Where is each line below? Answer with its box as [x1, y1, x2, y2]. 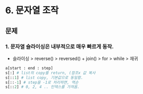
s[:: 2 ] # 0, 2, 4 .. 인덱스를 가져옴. [5, 84, 80, 89]
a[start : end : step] [5, 66, 53, 71]
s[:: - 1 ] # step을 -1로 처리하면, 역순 [5, 80, 79, 85]
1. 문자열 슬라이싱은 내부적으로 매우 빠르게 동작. [5, 43, 114, 50]
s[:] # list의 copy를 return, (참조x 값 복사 [5, 70, 96, 75]
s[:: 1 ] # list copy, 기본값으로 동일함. [5, 75, 84, 80]
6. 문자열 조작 [5, 5, 59, 16]
